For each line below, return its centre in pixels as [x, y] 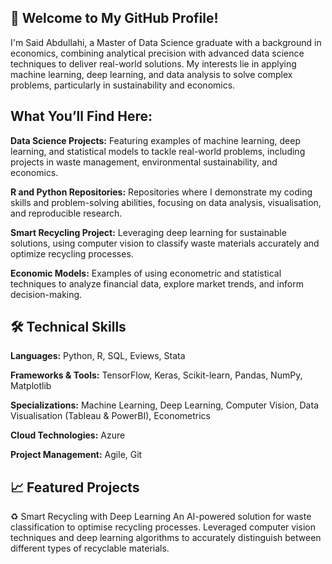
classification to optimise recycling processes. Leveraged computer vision [163, 527]
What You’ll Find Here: [81, 116]
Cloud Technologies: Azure [68, 435]
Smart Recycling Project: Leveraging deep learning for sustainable [148, 232]
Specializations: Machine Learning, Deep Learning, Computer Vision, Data [164, 405]
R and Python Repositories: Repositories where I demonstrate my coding [161, 192]
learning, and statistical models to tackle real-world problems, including [158, 151]
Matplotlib [31, 386]
